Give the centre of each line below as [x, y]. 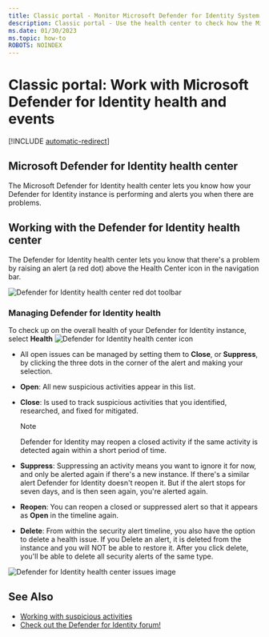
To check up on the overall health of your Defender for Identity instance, [127, 330]
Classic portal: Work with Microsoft [129, 85]
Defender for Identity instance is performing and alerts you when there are [131, 194]
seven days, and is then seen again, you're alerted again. [114, 491]
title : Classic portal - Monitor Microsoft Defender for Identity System [134, 16]
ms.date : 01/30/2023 [43, 30]
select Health [31, 339]
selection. [36, 371]
